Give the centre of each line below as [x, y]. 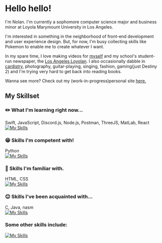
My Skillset [22, 96]
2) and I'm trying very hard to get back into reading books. [64, 71]
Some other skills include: [36, 225]
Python [12, 151]
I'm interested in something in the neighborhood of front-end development [80, 36]
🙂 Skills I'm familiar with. [35, 168]
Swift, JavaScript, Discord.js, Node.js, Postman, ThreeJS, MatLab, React [77, 122]
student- [146, 56]
